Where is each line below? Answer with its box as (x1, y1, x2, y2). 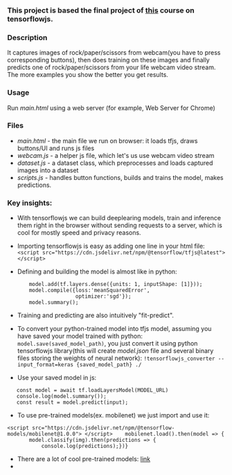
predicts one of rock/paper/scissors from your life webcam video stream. (7, 63, 216, 71)
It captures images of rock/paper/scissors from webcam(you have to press (7, 48, 221, 57)
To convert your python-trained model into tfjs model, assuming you (17, 325, 212, 333)
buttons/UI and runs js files (17, 144, 95, 152)
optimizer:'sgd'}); (75, 293, 132, 300)
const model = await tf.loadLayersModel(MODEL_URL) (16, 387, 169, 394)
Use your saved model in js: (17, 373, 97, 382)
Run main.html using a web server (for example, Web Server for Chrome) (7, 103, 216, 112)
